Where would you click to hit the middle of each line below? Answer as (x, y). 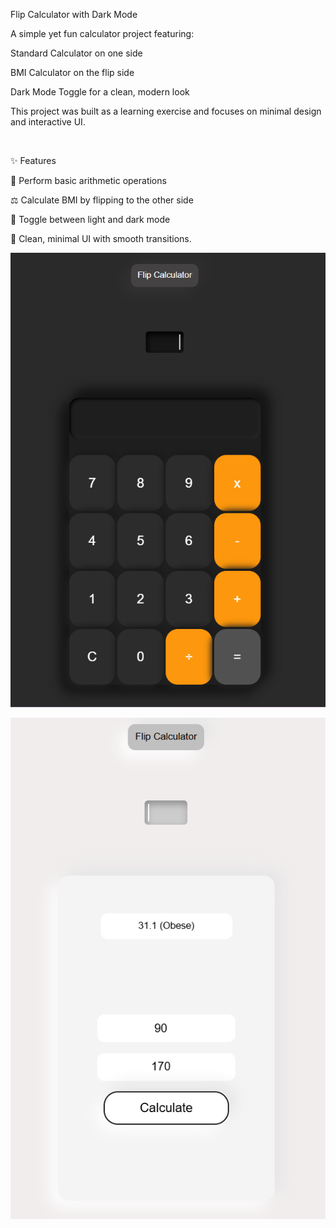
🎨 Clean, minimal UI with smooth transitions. (101, 238)
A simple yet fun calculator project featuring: (102, 33)
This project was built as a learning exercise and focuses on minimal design (166, 111)
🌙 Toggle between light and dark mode (90, 219)
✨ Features (33, 160)
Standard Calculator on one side (76, 53)
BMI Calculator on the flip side (72, 72)
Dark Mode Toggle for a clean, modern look (100, 92)
